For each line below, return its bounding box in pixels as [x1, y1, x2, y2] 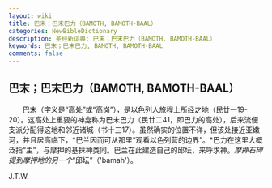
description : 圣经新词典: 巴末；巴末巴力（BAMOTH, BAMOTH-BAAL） [8, 34, 216, 43]
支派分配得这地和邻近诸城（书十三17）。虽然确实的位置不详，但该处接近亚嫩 [8, 125, 261, 135]
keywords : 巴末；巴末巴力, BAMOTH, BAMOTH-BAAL [8, 42, 164, 50]
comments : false [8, 49, 63, 58]
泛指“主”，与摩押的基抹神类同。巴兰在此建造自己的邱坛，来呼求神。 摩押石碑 [8, 145, 263, 155]
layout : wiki [8, 11, 53, 20]
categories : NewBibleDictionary [8, 27, 117, 35]
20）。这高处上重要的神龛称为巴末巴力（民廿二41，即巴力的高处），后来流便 [8, 114, 259, 124]
